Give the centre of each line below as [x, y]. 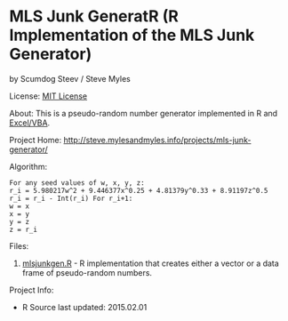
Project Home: [36, 140]
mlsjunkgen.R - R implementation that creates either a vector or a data [151, 263]
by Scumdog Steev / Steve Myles [70, 78]
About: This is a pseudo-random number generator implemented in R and [144, 113]
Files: [19, 245]
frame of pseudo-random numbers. [87, 272]
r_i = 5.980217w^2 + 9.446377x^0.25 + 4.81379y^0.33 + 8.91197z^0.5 [139, 190]
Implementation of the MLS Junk [132, 35]
